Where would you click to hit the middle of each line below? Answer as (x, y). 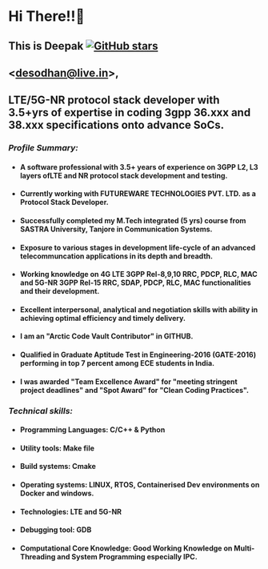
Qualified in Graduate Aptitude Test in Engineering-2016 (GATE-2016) (138, 355)
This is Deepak (46, 46)
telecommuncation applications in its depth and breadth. (116, 256)
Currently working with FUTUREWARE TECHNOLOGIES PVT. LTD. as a (138, 194)
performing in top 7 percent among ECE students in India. (117, 363)
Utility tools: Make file (57, 448)
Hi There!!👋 (47, 16)
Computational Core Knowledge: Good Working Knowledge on (126, 548)
